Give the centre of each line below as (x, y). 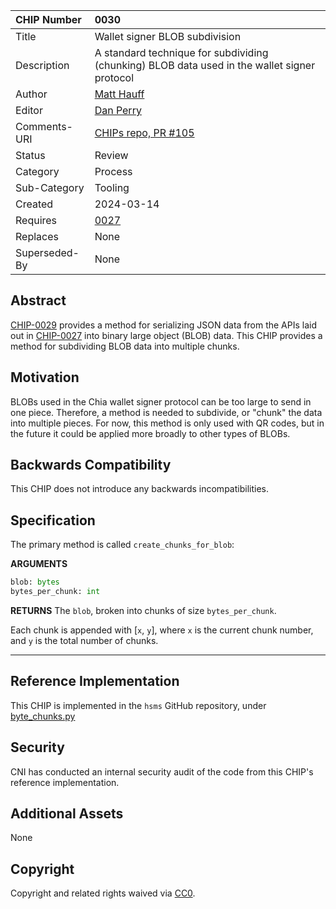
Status (30, 155)
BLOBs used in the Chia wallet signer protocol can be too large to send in (161, 401)
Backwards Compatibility (91, 465)
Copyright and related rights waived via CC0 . (103, 893)
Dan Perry (118, 110)
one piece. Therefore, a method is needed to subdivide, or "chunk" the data (166, 412)
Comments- (44, 126)
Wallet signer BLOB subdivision (168, 36)
